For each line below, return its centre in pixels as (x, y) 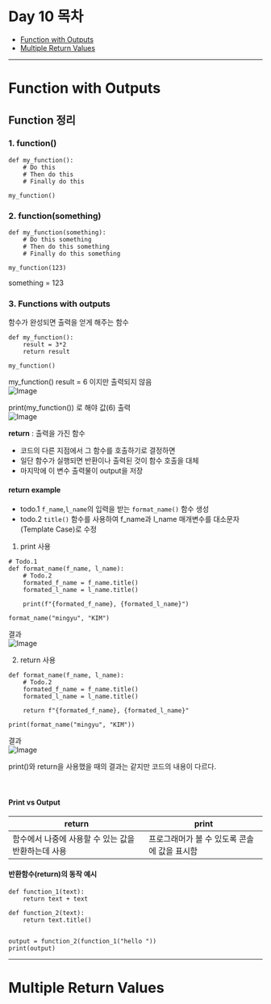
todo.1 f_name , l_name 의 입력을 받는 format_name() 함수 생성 (115, 509)
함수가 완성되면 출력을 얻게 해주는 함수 (69, 322)
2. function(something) (55, 216)
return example (35, 490)
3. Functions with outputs (59, 304)
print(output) (32, 949)
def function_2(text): (46, 914)
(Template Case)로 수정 (58, 529)
